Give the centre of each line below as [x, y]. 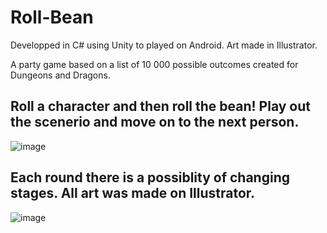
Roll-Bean [52, 17]
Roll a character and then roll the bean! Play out [160, 106]
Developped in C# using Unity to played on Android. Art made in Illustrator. [164, 45]
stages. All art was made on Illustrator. [133, 193]
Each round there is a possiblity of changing [150, 177]
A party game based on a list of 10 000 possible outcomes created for [154, 64]
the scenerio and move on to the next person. [155, 122]
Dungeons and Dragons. [60, 75]
